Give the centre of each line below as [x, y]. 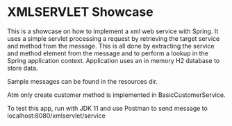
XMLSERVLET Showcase [81, 12]
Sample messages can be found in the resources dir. [83, 81]
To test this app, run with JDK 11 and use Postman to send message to [108, 108]
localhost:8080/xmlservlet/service [56, 116]
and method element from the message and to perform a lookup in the [108, 53]
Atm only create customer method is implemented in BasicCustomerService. [116, 95]
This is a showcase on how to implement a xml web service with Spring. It [113, 31]
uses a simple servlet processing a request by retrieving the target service [114, 38]
